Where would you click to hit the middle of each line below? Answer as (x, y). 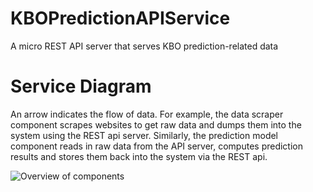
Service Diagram (81, 86)
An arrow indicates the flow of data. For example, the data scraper (147, 114)
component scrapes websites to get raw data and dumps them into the (156, 124)
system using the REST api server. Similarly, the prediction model (144, 135)
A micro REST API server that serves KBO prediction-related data (144, 46)
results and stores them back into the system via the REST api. (139, 156)
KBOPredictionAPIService (120, 18)
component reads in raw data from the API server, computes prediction (156, 146)
